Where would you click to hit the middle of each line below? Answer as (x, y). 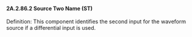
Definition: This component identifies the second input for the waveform (96, 21)
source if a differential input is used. (51, 28)
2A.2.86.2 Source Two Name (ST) (49, 8)
